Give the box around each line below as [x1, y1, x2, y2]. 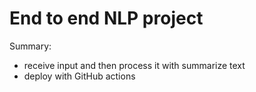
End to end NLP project [9, 7, 204, 30]
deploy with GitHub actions [23, 70, 136, 82]
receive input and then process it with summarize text [23, 59, 246, 71]
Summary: [9, 40, 52, 52]
